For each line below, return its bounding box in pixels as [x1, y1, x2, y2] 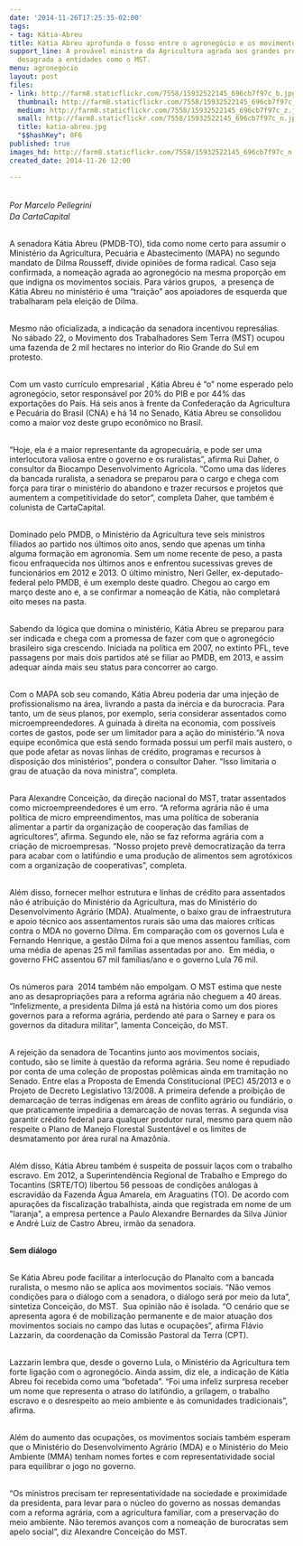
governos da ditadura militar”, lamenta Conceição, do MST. [9, 1019, 229, 1030]
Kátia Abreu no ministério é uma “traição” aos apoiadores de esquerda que [9, 286, 288, 296]
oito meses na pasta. [9, 595, 87, 606]
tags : [9, 22, 30, 31]
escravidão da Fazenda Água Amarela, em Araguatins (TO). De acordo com [9, 1189, 289, 1200]
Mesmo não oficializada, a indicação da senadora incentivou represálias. [9, 323, 280, 333]
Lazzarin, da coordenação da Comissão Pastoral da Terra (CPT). [9, 1329, 250, 1340]
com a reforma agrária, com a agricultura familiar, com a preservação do [9, 1506, 280, 1518]
